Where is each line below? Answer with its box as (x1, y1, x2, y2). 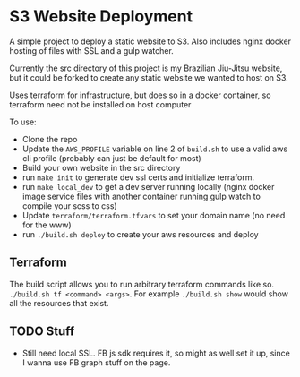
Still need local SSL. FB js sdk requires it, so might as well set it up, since (21, 347, 291, 358)
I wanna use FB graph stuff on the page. (21, 356, 171, 368)
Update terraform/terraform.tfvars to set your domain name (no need (21, 210, 286, 220)
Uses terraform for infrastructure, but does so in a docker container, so (9, 90, 271, 100)
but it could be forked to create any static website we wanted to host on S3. (9, 72, 288, 82)
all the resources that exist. (9, 297, 109, 308)
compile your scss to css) (21, 200, 118, 211)
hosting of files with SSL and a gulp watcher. (9, 45, 175, 56)
